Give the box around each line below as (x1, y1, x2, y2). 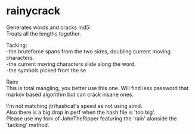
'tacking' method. (6, 121, 49, 128)
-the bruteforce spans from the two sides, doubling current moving (6, 47, 171, 55)
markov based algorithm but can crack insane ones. (6, 91, 134, 98)
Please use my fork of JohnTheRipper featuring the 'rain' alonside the (6, 114, 177, 122)
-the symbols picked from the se (6, 66, 86, 74)
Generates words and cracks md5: (6, 24, 91, 31)
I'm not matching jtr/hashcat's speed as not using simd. (6, 102, 143, 109)
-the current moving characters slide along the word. (6, 60, 136, 68)
